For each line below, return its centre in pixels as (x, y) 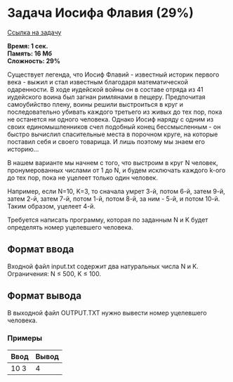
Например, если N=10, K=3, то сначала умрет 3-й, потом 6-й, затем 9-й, (116, 191)
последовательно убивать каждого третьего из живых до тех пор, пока (115, 112)
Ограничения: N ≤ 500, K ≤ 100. (54, 274)
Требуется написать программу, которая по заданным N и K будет (108, 220)
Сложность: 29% (34, 60)
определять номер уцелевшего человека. (70, 227)
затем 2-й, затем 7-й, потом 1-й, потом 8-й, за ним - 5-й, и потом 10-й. (114, 199)
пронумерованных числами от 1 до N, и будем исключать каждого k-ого (116, 170)
